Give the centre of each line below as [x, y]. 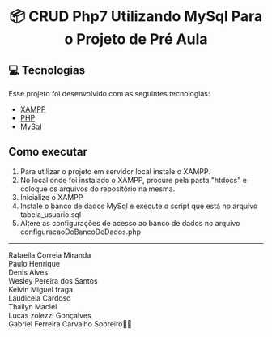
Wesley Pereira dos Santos [53, 280]
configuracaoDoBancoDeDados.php [81, 232]
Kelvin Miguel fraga [41, 289]
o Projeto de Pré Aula [136, 39]
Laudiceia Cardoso [40, 298]
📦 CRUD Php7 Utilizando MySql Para [136, 17]
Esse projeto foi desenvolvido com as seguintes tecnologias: [109, 94]
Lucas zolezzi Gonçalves [50, 315]
